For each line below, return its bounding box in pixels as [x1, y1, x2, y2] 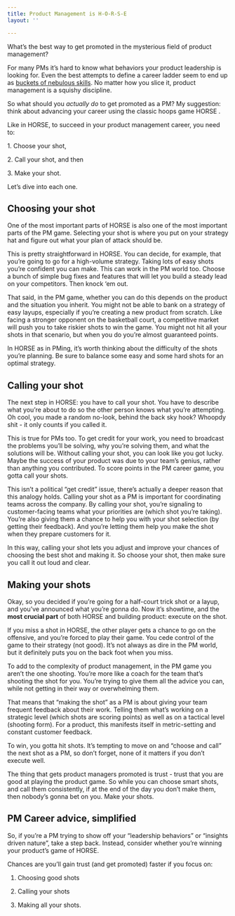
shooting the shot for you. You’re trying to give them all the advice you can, [7, 676, 224, 685]
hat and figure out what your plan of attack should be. [7, 236, 163, 244]
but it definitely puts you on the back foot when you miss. [7, 648, 173, 657]
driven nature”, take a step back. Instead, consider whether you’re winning [7, 839, 222, 847]
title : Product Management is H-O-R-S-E [7, 10, 128, 18]
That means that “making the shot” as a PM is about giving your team [7, 698, 208, 706]
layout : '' [7, 17, 39, 24]
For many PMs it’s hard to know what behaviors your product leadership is [7, 63, 222, 72]
